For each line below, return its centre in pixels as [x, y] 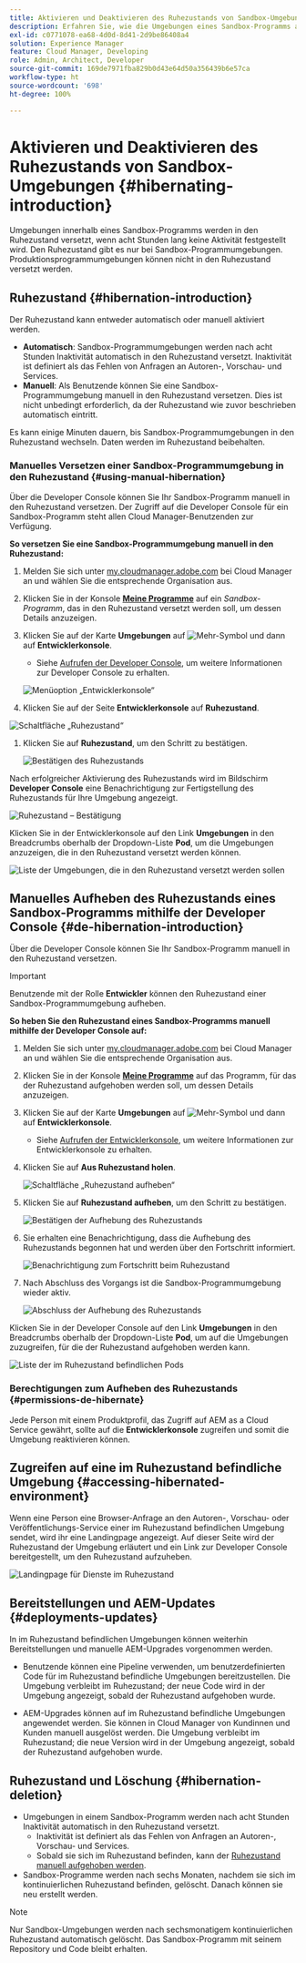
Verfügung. [31, 526]
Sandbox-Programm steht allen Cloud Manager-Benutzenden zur [132, 516]
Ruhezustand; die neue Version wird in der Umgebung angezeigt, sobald [159, 1743]
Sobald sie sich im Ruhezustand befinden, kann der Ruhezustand [158, 1856]
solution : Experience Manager [67, 43]
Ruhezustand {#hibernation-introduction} [131, 297]
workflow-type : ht [44, 77]
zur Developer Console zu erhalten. [103, 672]
